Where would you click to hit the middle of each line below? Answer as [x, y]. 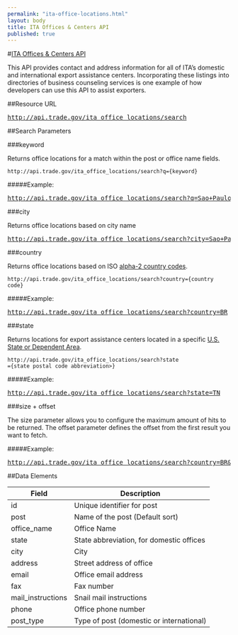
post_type [28, 621]
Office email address [108, 575]
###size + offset [32, 407]
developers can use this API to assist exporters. [77, 90]
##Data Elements [33, 476]
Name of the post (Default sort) [126, 517]
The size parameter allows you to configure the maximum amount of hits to [117, 420]
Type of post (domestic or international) [140, 621]
